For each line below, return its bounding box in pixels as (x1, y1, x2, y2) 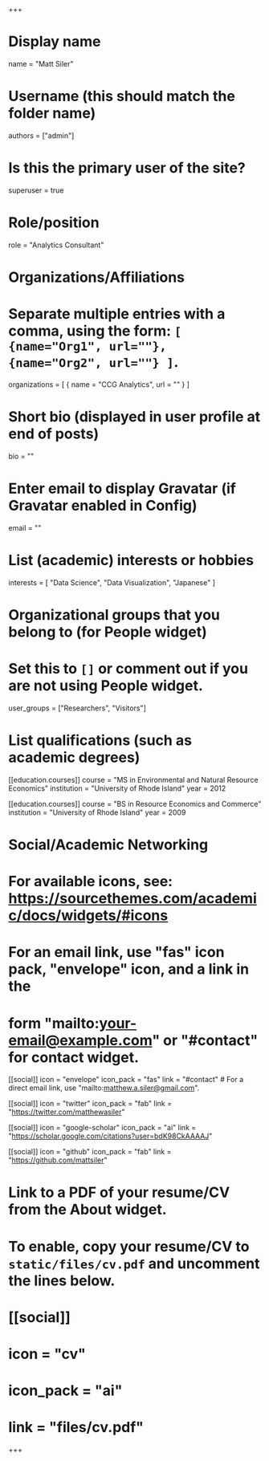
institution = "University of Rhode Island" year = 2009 (8, 808, 186, 817)
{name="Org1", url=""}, (8, 339, 167, 354)
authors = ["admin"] (8, 130, 75, 140)
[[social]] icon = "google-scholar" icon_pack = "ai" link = (8, 1123, 197, 1133)
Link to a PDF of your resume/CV (8, 1183, 230, 1202)
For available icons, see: (8, 873, 173, 891)
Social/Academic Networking (8, 836, 209, 853)
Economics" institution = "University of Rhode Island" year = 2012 (8, 783, 226, 793)
